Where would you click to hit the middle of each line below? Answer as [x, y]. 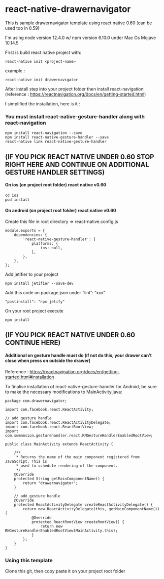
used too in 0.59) [22, 28]
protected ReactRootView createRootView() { [78, 522]
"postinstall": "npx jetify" [35, 302]
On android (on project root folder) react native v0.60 [61, 211]
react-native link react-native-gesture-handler [56, 142]
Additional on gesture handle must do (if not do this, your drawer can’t [78, 356]
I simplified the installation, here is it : [43, 104]
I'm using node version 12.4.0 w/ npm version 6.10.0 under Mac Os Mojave [81, 38]
